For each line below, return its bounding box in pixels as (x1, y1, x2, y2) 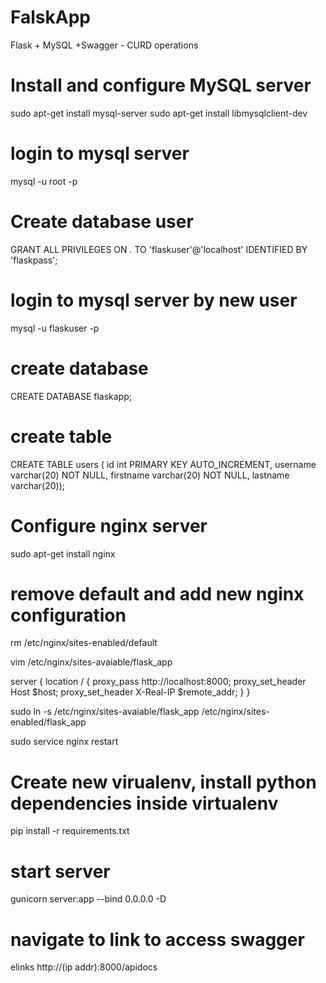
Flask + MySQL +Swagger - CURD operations (10, 39, 199, 51)
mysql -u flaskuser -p (10, 322, 100, 334)
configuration (10, 604, 127, 626)
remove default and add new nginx (10, 582, 305, 605)
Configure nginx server (10, 514, 208, 537)
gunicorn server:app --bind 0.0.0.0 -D (10, 893, 167, 905)
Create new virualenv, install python (10, 771, 317, 793)
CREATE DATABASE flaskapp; (10, 390, 133, 402)
